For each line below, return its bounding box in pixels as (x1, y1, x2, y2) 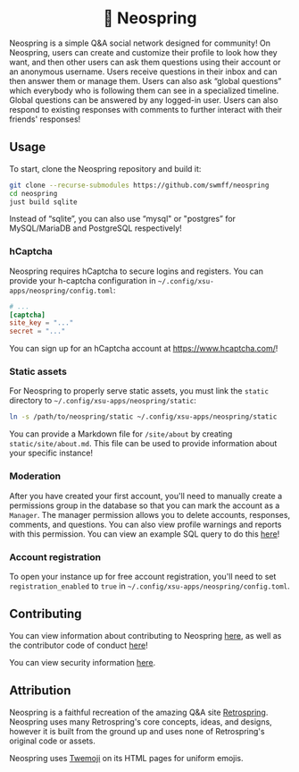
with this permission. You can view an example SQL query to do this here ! (9, 528, 280, 539)
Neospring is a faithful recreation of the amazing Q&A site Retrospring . (9, 707, 269, 717)
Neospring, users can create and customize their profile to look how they (9, 47, 278, 57)
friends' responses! (9, 114, 81, 124)
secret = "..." (9, 327, 66, 336)
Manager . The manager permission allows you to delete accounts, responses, (9, 509, 291, 520)
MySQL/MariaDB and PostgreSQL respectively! (9, 223, 183, 233)
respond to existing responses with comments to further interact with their (9, 104, 283, 115)
